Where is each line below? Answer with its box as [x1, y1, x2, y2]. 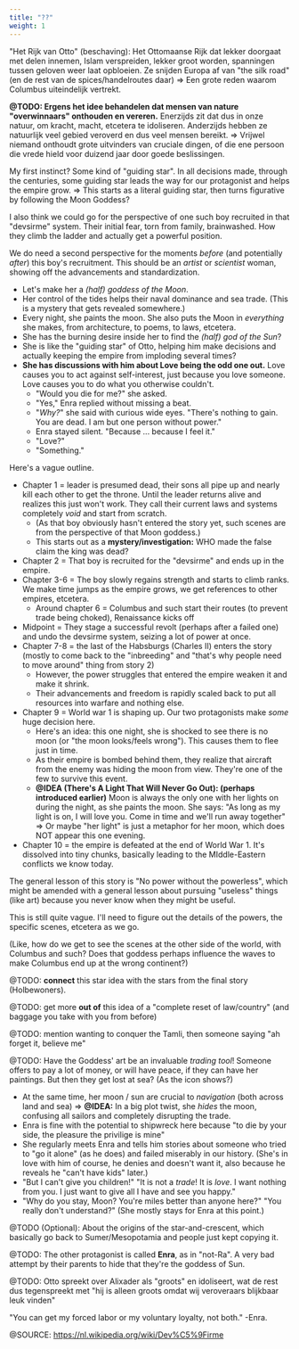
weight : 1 [9, 21, 46, 30]
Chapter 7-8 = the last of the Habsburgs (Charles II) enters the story [21, 640, 272, 651]
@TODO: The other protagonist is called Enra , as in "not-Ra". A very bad [9, 1249, 275, 1260]
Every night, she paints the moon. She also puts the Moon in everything [21, 312, 285, 323]
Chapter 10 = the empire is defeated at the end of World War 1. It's [21, 839, 265, 850]
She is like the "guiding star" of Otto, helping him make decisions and [21, 341, 277, 351]
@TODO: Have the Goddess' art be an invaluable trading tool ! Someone [9, 1055, 272, 1065]
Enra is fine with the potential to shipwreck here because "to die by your [21, 1120, 287, 1131]
